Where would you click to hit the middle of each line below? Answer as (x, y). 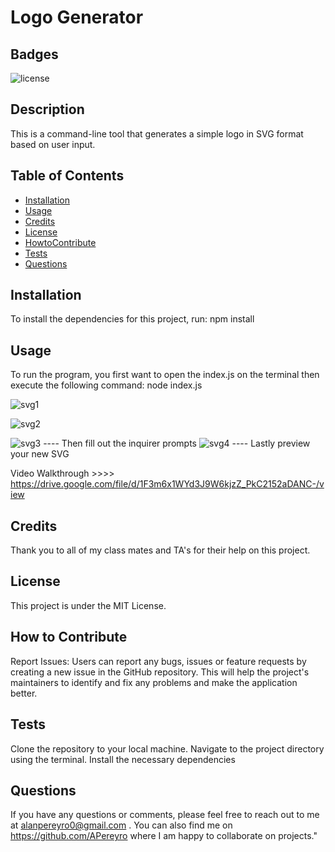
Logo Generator (77, 17)
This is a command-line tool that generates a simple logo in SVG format (157, 133)
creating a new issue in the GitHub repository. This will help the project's (160, 672)
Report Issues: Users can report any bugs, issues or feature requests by (158, 661)
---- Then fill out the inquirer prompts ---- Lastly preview (177, 443)
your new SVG (40, 454)
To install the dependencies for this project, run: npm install (132, 319)
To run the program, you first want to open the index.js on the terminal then (165, 375)
